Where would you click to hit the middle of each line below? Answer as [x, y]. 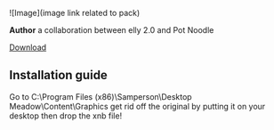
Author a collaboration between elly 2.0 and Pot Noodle [112, 30]
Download [28, 47]
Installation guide [59, 75]
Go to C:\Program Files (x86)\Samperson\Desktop [101, 96]
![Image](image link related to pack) [75, 13]
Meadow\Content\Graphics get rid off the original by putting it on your [137, 106]
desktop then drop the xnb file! [66, 116]
